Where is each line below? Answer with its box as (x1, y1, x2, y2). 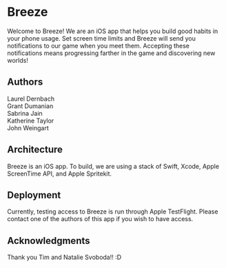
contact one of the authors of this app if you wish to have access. (7, 215, 194, 223)
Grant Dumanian (7, 101, 54, 110)
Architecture (7, 144, 63, 156)
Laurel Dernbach (7, 94, 55, 103)
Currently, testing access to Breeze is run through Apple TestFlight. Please (7, 207, 218, 216)
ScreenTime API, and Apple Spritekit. (7, 169, 112, 178)
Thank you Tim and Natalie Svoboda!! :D (7, 253, 122, 262)
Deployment (7, 189, 61, 200)
